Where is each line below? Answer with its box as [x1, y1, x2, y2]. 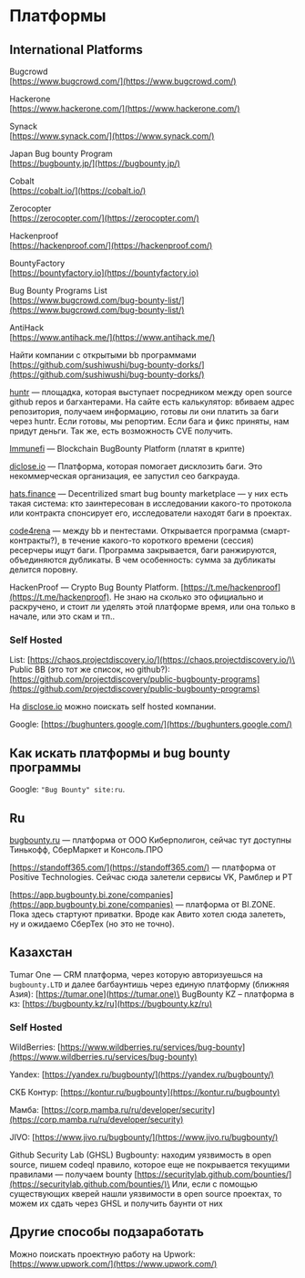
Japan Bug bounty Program [9, 148, 114, 159]
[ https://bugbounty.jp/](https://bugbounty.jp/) [9, 158, 180, 169]
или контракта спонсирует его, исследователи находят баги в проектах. [9, 508, 292, 519]
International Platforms [9, 42, 144, 58]
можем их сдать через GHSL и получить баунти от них [9, 1198, 223, 1210]
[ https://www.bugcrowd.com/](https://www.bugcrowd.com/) [9, 76, 237, 87]
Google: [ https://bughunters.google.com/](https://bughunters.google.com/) [9, 718, 293, 730]
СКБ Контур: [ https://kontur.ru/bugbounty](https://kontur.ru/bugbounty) [9, 1087, 280, 1098]
